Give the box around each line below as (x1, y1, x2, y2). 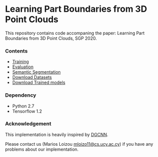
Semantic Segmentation (12, 69, 61, 75)
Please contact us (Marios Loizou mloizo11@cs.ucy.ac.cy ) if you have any (5, 141, 154, 147)
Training (12, 59, 29, 65)
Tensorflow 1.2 (12, 108, 42, 114)
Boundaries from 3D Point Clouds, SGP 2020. (5, 35, 97, 41)
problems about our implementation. (5, 146, 79, 152)
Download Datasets (12, 75, 52, 80)
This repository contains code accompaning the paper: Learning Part (5, 30, 145, 36)
